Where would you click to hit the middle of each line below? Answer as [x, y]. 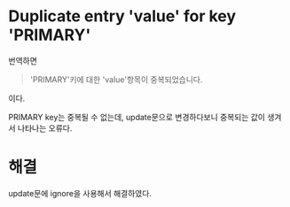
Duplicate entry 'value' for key [122, 16]
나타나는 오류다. [45, 128]
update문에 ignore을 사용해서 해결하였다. [80, 193]
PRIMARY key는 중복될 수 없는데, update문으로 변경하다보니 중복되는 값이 [137, 117]
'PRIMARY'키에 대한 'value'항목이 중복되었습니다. [116, 79]
